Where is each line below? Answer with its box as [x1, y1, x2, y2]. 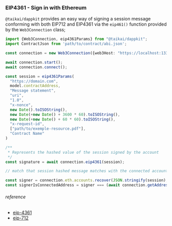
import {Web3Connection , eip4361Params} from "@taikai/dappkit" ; [5, 36, 147, 42]
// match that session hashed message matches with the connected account [5, 169, 168, 174]
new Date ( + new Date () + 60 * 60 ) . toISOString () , [10, 117, 116, 122]
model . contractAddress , [10, 84, 60, 89]
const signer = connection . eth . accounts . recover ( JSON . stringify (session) [5, 178, 166, 183]
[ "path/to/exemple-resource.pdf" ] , [10, 126, 86, 132]
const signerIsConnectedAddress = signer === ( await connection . [5, 182, 147, 188]
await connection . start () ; [5, 59, 63, 65]
